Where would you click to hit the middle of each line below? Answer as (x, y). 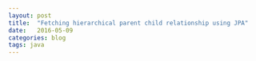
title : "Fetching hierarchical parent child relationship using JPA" (128, 23)
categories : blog (37, 38)
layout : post (30, 15)
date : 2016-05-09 (41, 30)
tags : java (26, 45)
